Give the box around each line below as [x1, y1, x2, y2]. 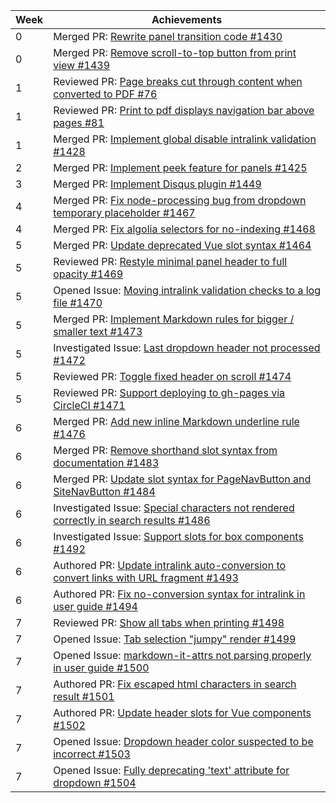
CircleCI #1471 [53, 399, 126, 412]
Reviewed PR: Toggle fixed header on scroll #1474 [53, 370, 292, 383]
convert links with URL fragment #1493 [53, 571, 239, 584]
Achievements [151, 13, 223, 26]
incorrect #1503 [53, 747, 131, 761]
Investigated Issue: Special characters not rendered [53, 501, 295, 514]
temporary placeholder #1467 [53, 206, 196, 219]
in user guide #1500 [53, 661, 150, 674]
